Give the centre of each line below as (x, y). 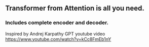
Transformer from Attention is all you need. (75, 8)
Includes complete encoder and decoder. (57, 23)
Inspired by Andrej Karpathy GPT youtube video (55, 34)
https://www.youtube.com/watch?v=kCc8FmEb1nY (58, 39)
